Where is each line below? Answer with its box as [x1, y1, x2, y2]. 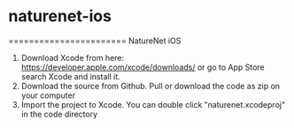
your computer [20, 90, 76, 101]
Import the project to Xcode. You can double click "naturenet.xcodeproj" [20, 99, 285, 109]
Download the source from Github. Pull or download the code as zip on [20, 80, 281, 91]
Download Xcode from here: [20, 52, 125, 63]
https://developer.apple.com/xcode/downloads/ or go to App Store [20, 62, 265, 72]
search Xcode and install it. [20, 71, 120, 81]
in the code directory [20, 109, 98, 119]
